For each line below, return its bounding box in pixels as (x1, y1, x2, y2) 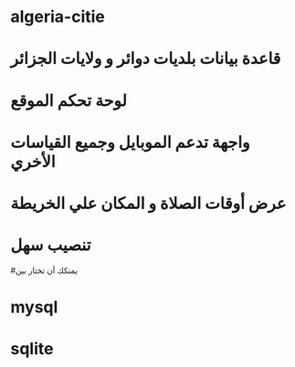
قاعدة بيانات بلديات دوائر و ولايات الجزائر (10, 48, 281, 69)
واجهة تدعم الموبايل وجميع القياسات (10, 131, 250, 152)
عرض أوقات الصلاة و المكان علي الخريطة (10, 193, 287, 214)
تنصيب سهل (10, 235, 91, 256)
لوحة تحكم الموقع (10, 89, 127, 110)
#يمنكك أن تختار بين (10, 265, 79, 276)
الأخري (10, 151, 56, 172)
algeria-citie (10, 6, 106, 27)
